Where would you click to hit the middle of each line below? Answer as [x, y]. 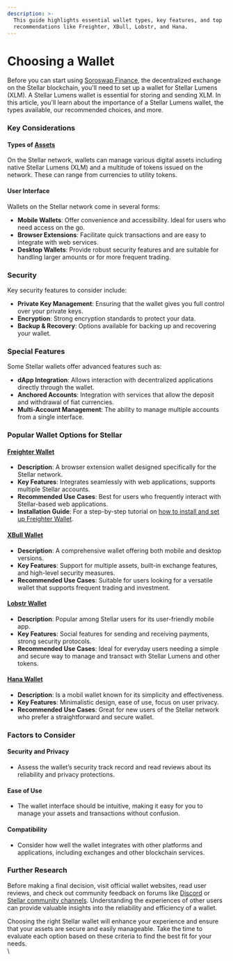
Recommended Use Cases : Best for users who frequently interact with [119, 497]
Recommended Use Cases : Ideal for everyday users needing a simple [118, 648]
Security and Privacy [38, 752]
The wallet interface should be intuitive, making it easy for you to [110, 806]
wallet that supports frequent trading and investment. [94, 587]
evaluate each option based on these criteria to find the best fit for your [110, 936]
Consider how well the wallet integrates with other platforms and [110, 845]
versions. [30, 558]
